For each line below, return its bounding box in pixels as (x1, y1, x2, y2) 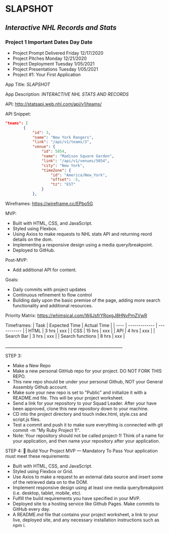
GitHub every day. (12, 506, 51, 512)
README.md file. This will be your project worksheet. (12, 395, 124, 401)
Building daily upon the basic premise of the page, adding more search (12, 297, 161, 303)
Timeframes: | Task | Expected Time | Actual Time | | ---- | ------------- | (5, 322, 158, 328)
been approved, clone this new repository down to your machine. (12, 405, 149, 411)
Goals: (5, 276, 19, 282)
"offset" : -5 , (50, 177, 80, 183)
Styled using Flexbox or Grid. (12, 468, 73, 474)
